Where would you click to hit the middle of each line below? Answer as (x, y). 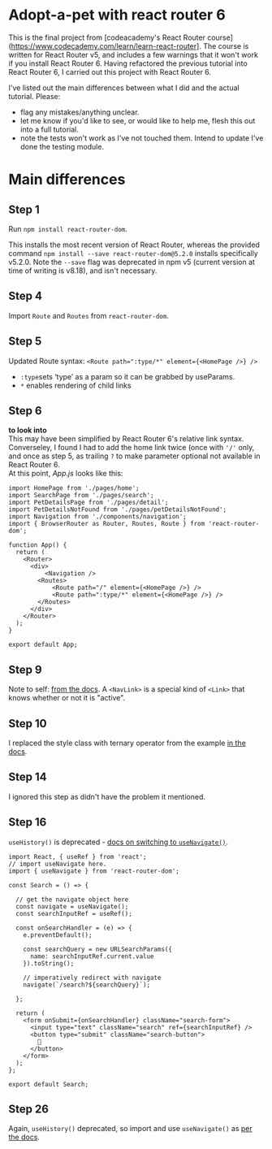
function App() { (38, 545)
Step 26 (28, 1110)
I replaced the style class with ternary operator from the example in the (127, 743)
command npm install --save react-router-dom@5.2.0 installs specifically (133, 253)
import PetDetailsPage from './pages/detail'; (89, 503)
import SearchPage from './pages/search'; (81, 496)
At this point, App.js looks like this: (66, 474)
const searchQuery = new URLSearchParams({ (98, 949)
